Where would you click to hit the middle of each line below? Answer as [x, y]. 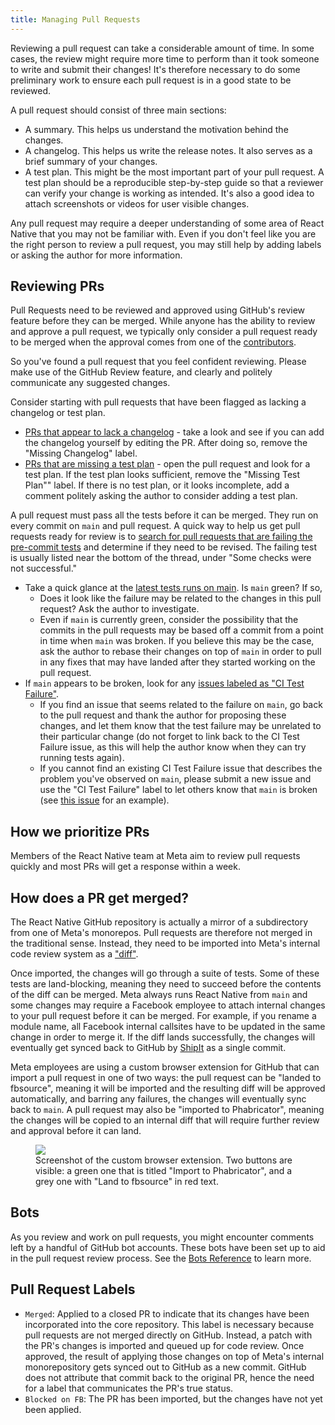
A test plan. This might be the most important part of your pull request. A [174, 172]
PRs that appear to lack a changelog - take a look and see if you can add [174, 432]
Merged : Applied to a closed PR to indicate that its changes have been [167, 1313]
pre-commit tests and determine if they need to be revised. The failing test [163, 547]
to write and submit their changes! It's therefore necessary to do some [155, 69]
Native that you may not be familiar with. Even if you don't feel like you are [163, 233]
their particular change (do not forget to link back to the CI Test [169, 737]
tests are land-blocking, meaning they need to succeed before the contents [166, 984]
